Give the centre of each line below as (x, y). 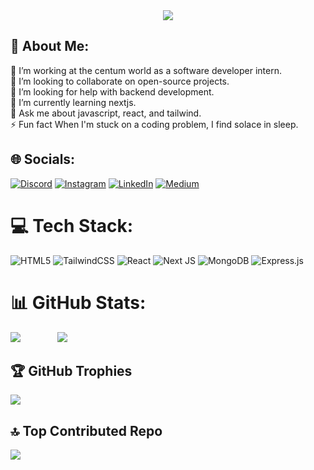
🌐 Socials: (43, 159)
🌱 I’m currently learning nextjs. (73, 102)
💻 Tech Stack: (72, 225)
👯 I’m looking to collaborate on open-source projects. (120, 81)
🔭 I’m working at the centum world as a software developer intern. (146, 70)
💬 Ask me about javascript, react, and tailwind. (106, 113)
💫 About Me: (50, 46)
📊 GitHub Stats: (78, 302)
